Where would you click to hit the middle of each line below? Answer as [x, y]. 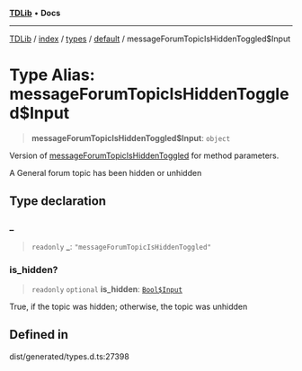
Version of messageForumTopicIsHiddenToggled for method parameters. [144, 155]
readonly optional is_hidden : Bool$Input [107, 289]
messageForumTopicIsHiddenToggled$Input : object [131, 137]
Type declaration [58, 201]
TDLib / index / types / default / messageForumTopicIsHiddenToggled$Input [150, 39]
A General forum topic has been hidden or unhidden [106, 172]
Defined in [39, 335]
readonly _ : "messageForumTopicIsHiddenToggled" [121, 246]
